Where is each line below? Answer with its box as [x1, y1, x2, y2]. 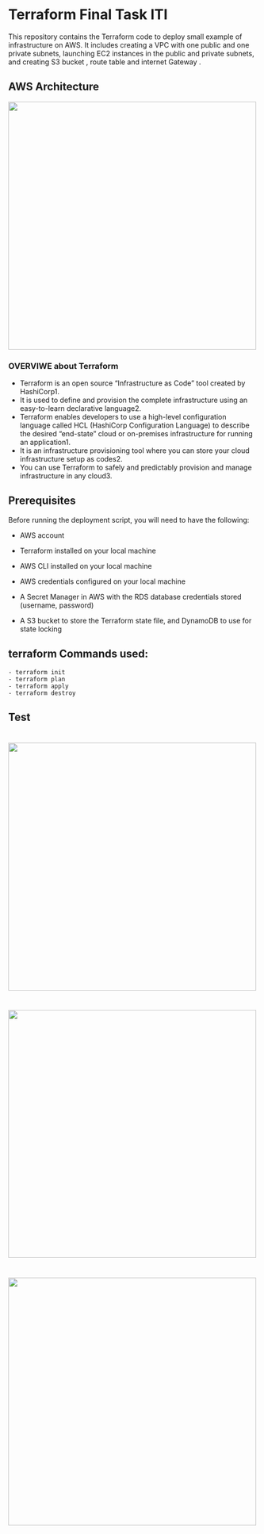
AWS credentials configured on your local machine [19, 577, 186, 586]
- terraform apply [8, 682, 69, 690]
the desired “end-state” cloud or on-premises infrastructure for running [19, 429, 254, 439]
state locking [19, 624, 62, 634]
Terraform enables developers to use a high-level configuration [19, 412, 228, 422]
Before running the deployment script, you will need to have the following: [8, 515, 250, 524]
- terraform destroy [8, 688, 77, 697]
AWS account [19, 530, 65, 540]
